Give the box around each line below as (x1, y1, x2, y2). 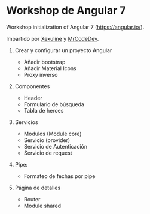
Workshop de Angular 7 (6, 4, 127, 17)
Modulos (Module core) (23, 130, 82, 137)
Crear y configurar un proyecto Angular (14, 46, 112, 54)
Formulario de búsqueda (23, 100, 85, 108)
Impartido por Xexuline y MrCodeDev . (6, 35, 99, 42)
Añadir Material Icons (23, 64, 76, 72)
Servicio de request (23, 149, 73, 156)
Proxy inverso (23, 71, 58, 78)
